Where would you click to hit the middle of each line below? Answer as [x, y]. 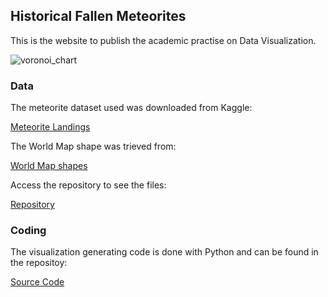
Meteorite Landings [50, 127]
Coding [28, 231]
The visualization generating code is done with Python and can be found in [164, 252]
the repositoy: [39, 263]
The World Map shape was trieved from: [93, 146]
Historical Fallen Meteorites [98, 16]
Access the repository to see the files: [88, 185]
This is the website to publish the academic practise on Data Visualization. [163, 40]
